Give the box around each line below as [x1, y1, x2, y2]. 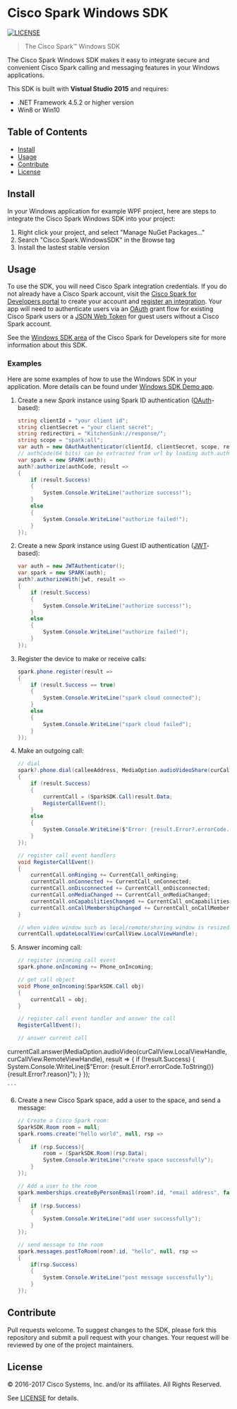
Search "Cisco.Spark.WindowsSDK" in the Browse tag [17, 235, 175, 244]
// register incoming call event [17, 957, 116, 964]
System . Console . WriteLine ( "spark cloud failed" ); [43, 720, 192, 727]
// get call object [17, 976, 75, 983]
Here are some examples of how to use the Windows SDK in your [7, 375, 197, 383]
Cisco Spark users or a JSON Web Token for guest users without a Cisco [7, 312, 219, 321]
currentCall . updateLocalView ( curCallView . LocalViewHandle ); [17, 930, 198, 937]
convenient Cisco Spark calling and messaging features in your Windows [7, 63, 220, 71]
